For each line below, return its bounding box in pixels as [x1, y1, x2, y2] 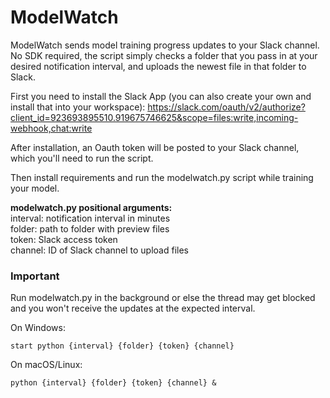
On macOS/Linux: [10, 359, 83, 371]
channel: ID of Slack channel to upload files [10, 244, 189, 256]
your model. [10, 182, 60, 194]
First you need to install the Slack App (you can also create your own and [10, 90, 312, 102]
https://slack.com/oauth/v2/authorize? [147, 101, 306, 113]
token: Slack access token [10, 233, 118, 245]
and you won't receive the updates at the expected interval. [10, 302, 256, 315]
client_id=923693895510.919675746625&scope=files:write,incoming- [10, 111, 299, 123]
